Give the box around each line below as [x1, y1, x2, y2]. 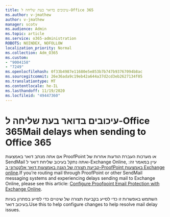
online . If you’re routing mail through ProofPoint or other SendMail [5, 170, 143, 176]
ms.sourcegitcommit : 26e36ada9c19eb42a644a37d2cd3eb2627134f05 [5, 74, 143, 79]
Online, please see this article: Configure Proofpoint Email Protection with [5, 181, 160, 187]
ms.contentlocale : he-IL [5, 83, 58, 88]
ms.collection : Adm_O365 [5, 50, 58, 55]
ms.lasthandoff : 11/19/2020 [5, 88, 65, 93]
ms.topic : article [5, 31, 44, 36]
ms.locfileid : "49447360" [5, 93, 60, 98]
